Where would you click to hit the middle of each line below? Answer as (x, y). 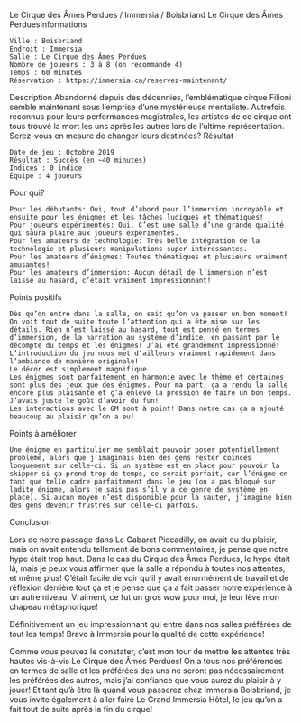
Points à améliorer (43, 433)
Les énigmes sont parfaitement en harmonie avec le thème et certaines (146, 377)
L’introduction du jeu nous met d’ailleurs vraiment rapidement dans (143, 353)
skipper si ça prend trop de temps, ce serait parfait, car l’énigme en (149, 474)
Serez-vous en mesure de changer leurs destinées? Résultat (122, 136)
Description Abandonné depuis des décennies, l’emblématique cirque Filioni (150, 97)
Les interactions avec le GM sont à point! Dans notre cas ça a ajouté (146, 408)
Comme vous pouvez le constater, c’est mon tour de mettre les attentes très (150, 651)
